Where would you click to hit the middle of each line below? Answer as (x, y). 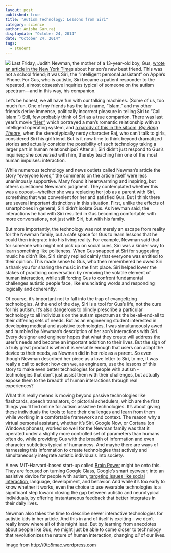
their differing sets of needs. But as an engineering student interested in (81, 320)
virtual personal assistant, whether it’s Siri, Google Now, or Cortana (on (80, 423)
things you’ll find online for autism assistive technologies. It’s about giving (83, 406)
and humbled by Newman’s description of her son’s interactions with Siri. (82, 331)
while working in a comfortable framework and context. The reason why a (83, 417)
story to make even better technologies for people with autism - (72, 369)
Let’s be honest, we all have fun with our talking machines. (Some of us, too (85, 100)
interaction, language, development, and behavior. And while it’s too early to (85, 481)
